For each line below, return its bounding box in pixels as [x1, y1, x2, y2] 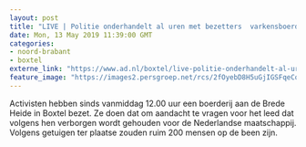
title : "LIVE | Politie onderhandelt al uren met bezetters [9, 22, 243, 31]
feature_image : [9, 73, 67, 82]
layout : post [9, 13, 59, 23]
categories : [9, 38, 55, 48]
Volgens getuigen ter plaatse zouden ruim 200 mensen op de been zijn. [9, 127, 278, 138]
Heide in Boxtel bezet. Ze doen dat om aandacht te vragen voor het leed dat [9, 107, 294, 119]
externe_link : [9, 65, 64, 74]
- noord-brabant [9, 47, 71, 57]
